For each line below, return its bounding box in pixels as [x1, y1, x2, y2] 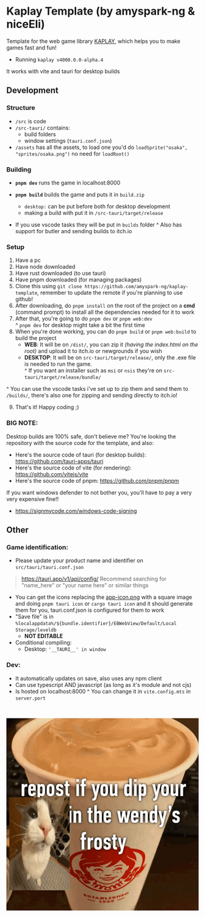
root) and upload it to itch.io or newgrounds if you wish [24, 347, 163, 355]
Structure [6, 104, 35, 112]
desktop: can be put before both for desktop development [24, 203, 171, 210]
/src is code [15, 117, 47, 125]
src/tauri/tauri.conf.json [15, 565, 84, 571]
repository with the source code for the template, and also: [6, 439, 154, 446]
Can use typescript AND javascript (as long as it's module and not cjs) [15, 681, 192, 688]
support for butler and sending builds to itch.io [15, 227, 132, 234]
